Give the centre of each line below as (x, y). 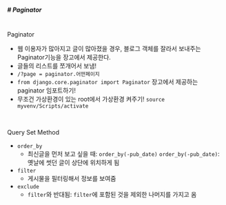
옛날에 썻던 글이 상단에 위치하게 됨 (73, 162)
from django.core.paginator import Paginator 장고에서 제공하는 (107, 81)
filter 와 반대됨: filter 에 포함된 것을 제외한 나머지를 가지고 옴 (112, 194)
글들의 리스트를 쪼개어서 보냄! (57, 66)
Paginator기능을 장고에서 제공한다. (64, 57)
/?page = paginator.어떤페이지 (58, 74)
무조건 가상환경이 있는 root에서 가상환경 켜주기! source (91, 99)
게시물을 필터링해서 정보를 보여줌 (72, 178)
